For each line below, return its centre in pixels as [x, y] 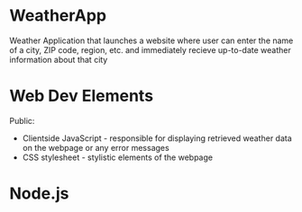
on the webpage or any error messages [96, 147]
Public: [22, 120]
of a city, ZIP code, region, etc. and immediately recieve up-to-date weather [150, 49]
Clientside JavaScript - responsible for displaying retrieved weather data [157, 138]
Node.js [39, 194]
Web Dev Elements [82, 96]
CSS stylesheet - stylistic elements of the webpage [118, 157]
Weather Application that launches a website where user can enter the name [151, 40]
